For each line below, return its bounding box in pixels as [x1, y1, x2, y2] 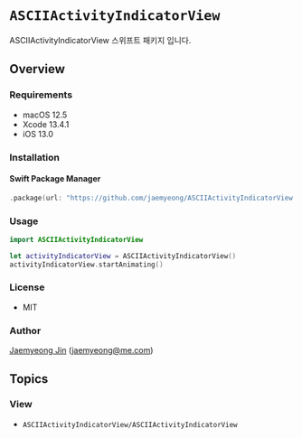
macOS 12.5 [22, 109, 68, 120]
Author [9, 324, 42, 337]
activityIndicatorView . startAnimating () [9, 260, 165, 269]
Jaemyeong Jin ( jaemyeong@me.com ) [9, 345, 154, 356]
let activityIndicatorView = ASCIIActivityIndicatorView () [9, 251, 237, 260]
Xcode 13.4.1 [22, 118, 70, 129]
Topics [9, 371, 49, 387]
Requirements [9, 89, 73, 101]
